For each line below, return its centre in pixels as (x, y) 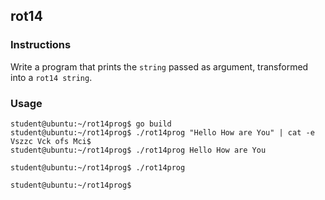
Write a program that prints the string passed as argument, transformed (159, 66)
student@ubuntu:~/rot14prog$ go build (91, 124)
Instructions (41, 45)
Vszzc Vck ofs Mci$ (51, 141)
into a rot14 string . (51, 77)
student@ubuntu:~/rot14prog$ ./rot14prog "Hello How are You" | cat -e (162, 132)
